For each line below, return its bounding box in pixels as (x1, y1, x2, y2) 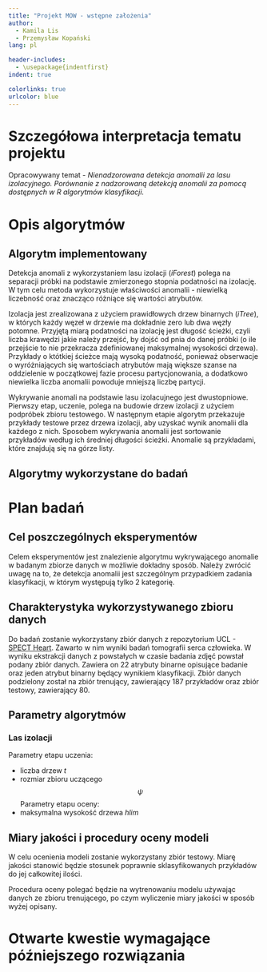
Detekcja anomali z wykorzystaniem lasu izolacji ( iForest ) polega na (8, 269, 231, 278)
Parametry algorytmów (8, 708, 126, 722)
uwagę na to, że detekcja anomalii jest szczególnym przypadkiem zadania (8, 568, 253, 578)
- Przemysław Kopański (15, 34, 91, 42)
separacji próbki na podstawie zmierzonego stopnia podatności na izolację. (8, 277, 257, 286)
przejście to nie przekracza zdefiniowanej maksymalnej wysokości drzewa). (8, 343, 258, 353)
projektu (8, 144, 66, 162)
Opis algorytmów (8, 215, 126, 233)
